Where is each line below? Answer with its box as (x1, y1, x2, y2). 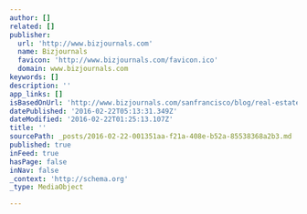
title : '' (9, 124, 48, 133)
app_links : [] (9, 89, 64, 98)
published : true (9, 140, 71, 149)
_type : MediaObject (9, 183, 84, 192)
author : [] (9, 13, 51, 23)
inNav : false (9, 166, 59, 175)
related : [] (9, 22, 55, 31)
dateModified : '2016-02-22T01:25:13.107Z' (9, 115, 174, 124)
